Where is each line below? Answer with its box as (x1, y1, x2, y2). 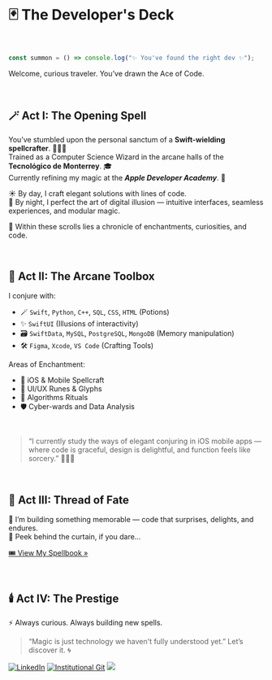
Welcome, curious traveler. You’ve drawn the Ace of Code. (8, 68, 205, 78)
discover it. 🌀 (28, 645, 71, 655)
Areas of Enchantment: (8, 360, 85, 369)
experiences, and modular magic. (8, 206, 120, 216)
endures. (8, 523, 38, 533)
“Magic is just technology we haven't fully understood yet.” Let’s (28, 637, 244, 647)
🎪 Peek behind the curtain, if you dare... (8, 532, 141, 542)
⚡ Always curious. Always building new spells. (8, 618, 163, 628)
